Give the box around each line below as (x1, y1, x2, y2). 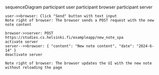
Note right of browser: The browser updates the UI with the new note (5, 61, 152, 66)
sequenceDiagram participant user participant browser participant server (5, 4, 153, 10)
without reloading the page (5, 65, 63, 70)
